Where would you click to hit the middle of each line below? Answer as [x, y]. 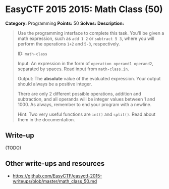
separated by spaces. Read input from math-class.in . [73, 69]
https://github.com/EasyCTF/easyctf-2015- [57, 176]
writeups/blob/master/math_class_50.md [55, 181]
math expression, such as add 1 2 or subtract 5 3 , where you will [86, 38]
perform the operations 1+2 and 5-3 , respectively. [69, 43]
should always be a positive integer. [55, 84]
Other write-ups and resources [55, 163]
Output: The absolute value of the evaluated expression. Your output [89, 78]
